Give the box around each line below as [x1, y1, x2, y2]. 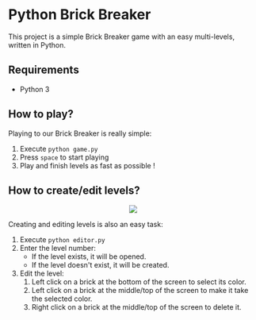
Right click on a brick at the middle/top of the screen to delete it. [31, 303, 242, 312]
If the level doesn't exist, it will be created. [31, 260, 170, 270]
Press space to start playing [19, 152, 109, 162]
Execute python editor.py [19, 235, 105, 245]
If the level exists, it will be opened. [31, 252, 147, 261]
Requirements [8, 64, 79, 77]
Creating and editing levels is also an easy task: [8, 220, 164, 229]
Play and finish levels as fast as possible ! [19, 160, 156, 170]
